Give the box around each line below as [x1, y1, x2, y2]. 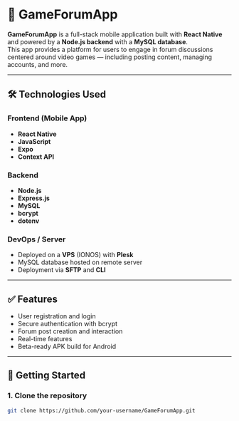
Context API [17, 152, 55, 161]
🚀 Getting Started [7, 370, 86, 382]
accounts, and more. [7, 60, 68, 68]
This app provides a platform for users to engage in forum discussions [7, 45, 213, 53]
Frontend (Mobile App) [7, 113, 87, 123]
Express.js [17, 194, 50, 202]
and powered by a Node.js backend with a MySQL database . [7, 37, 188, 46]
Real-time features [17, 335, 73, 343]
